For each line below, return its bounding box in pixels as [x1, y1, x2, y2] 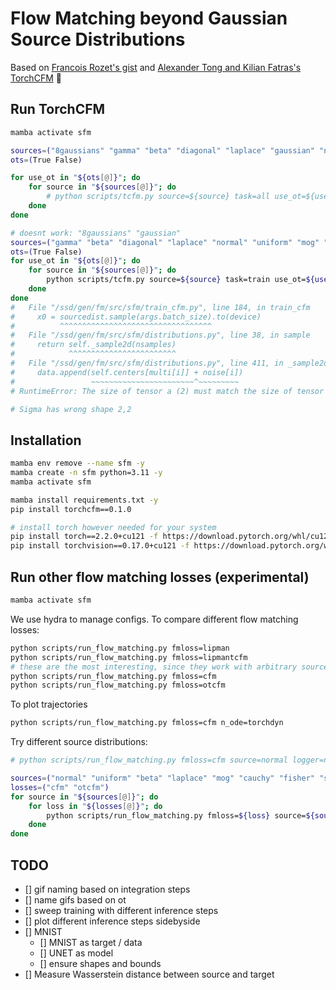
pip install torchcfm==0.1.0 [10, 504, 132, 514]
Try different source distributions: [10, 736, 148, 748]
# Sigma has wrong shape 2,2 [10, 404, 132, 414]
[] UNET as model [39, 947, 114, 959]
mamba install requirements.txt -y [10, 495, 159, 505]
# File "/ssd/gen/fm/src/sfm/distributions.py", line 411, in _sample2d [10, 358, 329, 368]
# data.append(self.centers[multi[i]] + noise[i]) [10, 367, 244, 377]
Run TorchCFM [10, 101, 106, 118]
